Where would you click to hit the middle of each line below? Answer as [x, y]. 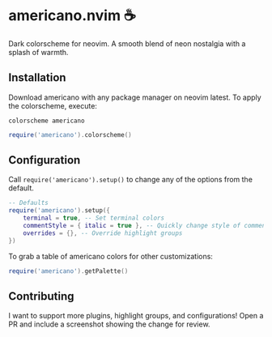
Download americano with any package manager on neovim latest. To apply [135, 97]
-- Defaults [28, 203]
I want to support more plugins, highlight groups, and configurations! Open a [136, 316]
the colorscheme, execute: [53, 105]
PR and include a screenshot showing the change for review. [109, 324]
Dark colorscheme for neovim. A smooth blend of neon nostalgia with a [127, 43]
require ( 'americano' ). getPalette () [68, 271]
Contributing [41, 296]
